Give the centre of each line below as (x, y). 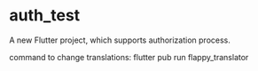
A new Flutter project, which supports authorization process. (120, 40)
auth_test (45, 16)
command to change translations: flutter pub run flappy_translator (129, 57)
